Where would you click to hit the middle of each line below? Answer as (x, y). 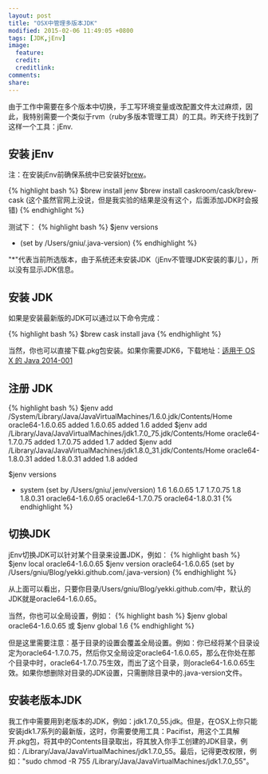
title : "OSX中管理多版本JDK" (53, 23)
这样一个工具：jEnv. (41, 126)
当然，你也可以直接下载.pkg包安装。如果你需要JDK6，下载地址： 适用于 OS (132, 351)
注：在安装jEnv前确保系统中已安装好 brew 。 (79, 175)
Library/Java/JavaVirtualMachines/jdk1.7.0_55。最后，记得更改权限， (138, 751)
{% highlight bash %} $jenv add (61, 408)
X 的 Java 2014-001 (41, 361)
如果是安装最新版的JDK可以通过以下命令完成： (85, 318)
